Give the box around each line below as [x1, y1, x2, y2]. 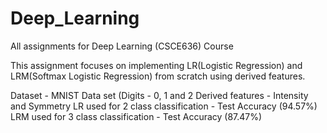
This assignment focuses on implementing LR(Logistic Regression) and [10, 59, 303, 71]
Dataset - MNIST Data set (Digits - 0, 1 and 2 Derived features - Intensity [10, 89, 309, 101]
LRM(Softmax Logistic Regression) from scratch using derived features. [10, 70, 306, 82]
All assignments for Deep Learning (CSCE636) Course [10, 40, 234, 52]
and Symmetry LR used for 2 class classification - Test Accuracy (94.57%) [10, 100, 318, 112]
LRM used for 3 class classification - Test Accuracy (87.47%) [10, 110, 263, 122]
